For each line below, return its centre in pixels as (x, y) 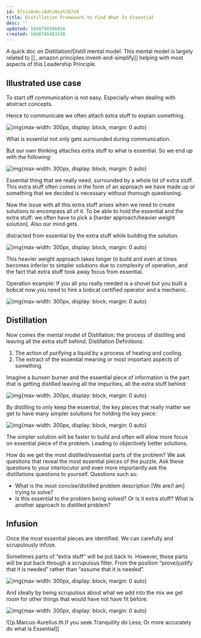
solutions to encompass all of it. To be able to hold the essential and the (95, 211)
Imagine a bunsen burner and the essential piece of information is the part (98, 377)
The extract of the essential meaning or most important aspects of (97, 359)
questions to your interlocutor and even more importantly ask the (86, 468)
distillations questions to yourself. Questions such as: (72, 474)
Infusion (22, 524)
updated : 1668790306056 (36, 29)
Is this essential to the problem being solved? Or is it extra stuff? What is (104, 498)
